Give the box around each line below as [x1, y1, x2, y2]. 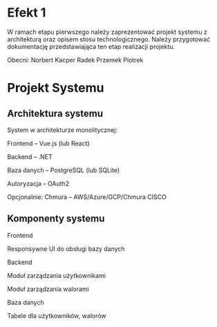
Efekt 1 [7, 5, 46, 21]
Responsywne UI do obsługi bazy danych [7, 244, 126, 253]
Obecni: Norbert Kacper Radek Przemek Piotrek [7, 55, 144, 64]
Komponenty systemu [7, 213, 105, 225]
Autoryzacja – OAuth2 [7, 179, 70, 187]
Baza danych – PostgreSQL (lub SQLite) [7, 166, 120, 174]
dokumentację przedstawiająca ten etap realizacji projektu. [7, 42, 175, 50]
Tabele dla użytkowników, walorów [7, 311, 106, 319]
